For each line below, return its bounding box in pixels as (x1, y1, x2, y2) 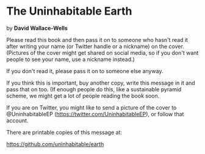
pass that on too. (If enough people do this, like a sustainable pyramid (6, 85, 182, 93)
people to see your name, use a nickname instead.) (6, 55, 135, 63)
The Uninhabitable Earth (6, 4, 132, 18)
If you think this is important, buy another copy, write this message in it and (6, 79, 195, 86)
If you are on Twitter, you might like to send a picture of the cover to (6, 103, 177, 111)
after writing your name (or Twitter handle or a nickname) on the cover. (6, 43, 184, 50)
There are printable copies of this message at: (6, 128, 122, 136)
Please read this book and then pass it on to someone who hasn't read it (6, 36, 188, 43)
